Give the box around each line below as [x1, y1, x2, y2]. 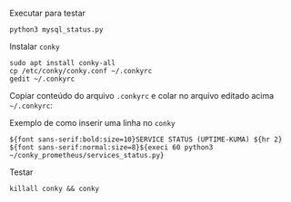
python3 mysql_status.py [9, 25, 104, 34]
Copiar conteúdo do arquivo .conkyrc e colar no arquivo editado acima [9, 91, 275, 101]
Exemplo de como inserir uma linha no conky [9, 118, 176, 128]
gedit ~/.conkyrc [9, 74, 75, 83]
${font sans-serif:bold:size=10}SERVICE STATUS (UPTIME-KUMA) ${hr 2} [9, 135, 283, 144]
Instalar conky [9, 41, 61, 52]
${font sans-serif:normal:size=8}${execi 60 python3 [9, 143, 214, 152]
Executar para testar [9, 8, 86, 18]
